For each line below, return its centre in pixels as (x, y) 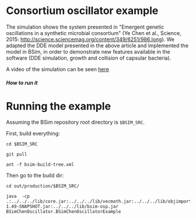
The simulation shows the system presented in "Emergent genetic (85, 27)
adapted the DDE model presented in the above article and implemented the (97, 46)
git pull (17, 155)
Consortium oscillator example (82, 11)
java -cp (18, 197)
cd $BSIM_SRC (22, 144)
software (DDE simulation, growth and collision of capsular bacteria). (89, 58)
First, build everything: (33, 134)
